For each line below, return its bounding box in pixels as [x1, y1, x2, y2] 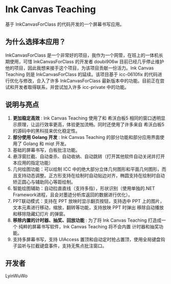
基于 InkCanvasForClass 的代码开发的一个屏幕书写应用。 [5, 21, 125, 27]
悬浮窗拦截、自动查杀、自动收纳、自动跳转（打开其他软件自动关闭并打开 [12, 153, 165, 159]
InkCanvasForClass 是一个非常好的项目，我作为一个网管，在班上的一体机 [5, 52, 159, 58]
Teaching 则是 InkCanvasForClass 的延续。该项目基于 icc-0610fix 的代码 [5, 71, 158, 77]
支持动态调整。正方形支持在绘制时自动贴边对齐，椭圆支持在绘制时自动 [17, 172, 165, 178]
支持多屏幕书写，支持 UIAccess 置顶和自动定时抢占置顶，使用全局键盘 [12, 236, 161, 242]
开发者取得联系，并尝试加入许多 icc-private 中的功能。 [14, 84, 129, 90]
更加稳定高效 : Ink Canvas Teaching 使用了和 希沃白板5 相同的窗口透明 [12, 115, 161, 121]
